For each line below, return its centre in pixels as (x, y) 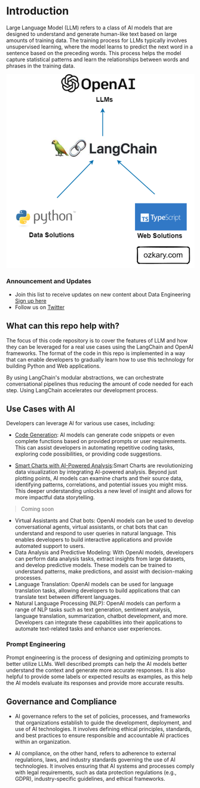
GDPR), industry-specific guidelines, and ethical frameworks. (90, 778)
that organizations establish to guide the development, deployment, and (103, 722)
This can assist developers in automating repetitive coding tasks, (95, 448)
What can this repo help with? (63, 326)
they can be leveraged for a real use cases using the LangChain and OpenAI (100, 347)
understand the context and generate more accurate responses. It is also (96, 670)
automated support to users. (50, 546)
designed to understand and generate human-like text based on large (92, 34)
